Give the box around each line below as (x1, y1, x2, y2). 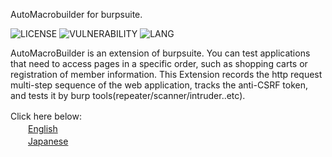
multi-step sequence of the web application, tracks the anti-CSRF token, (10, 79, 309, 91)
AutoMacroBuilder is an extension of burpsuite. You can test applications (10, 47, 311, 59)
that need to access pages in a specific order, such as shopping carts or (10, 58, 308, 69)
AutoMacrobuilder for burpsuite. (10, 9, 143, 20)
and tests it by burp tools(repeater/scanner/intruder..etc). (10, 90, 246, 101)
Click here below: (10, 110, 82, 122)
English (28, 123, 58, 134)
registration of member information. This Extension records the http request (10, 69, 323, 80)
